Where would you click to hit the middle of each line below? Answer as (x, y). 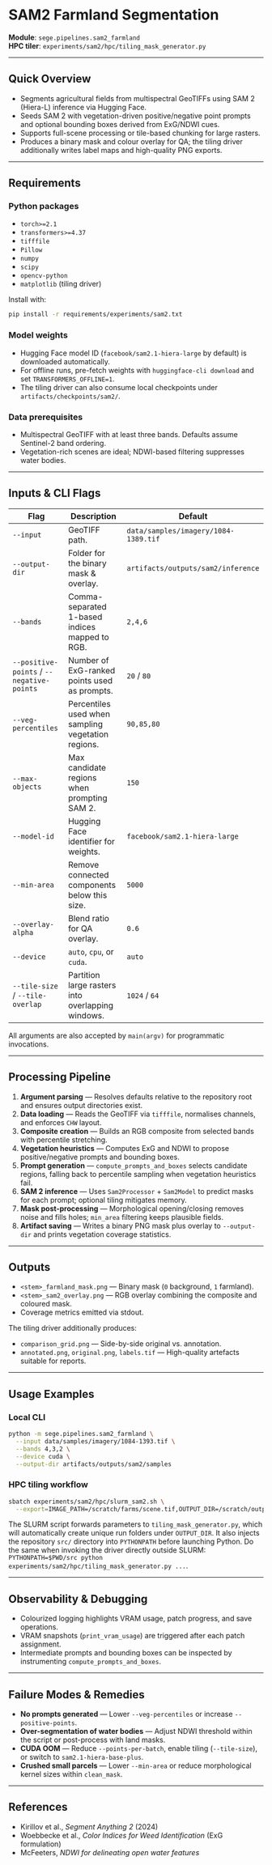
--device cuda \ (43, 1456)
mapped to (88, 637)
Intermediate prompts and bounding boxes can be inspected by (126, 1653)
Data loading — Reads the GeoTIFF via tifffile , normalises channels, (138, 1114)
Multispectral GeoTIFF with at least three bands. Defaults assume (129, 434)
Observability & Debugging (78, 1599)
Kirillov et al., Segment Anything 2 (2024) (89, 1826)
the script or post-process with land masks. (93, 1740)
